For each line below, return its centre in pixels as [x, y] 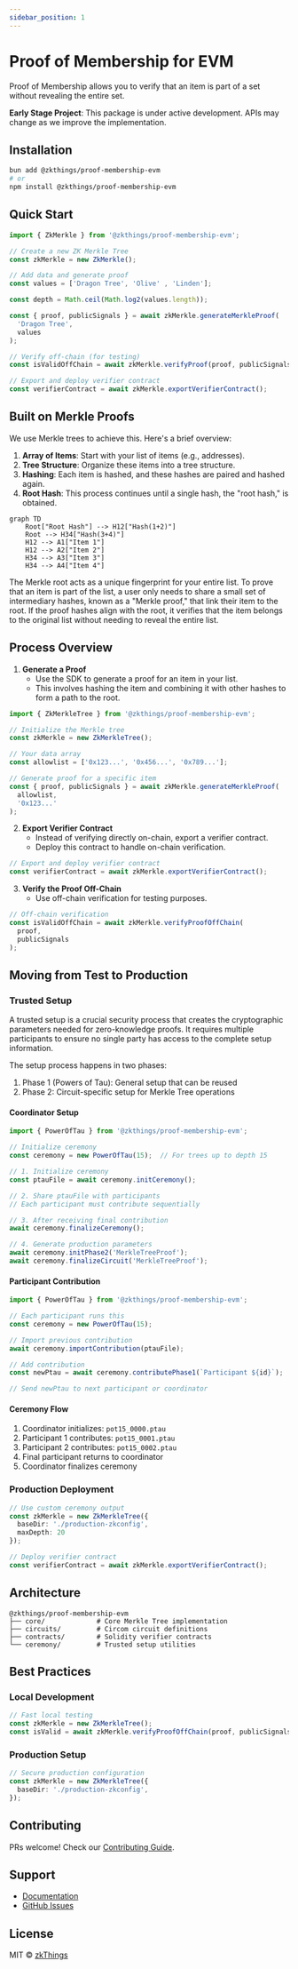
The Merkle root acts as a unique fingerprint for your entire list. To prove [141, 582]
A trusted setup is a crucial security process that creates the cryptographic [146, 1020]
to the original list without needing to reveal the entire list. [114, 619]
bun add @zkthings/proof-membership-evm [85, 171]
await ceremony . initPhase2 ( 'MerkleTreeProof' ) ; [99, 1253]
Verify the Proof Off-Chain [71, 889]
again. [33, 483]
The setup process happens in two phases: [88, 1065]
